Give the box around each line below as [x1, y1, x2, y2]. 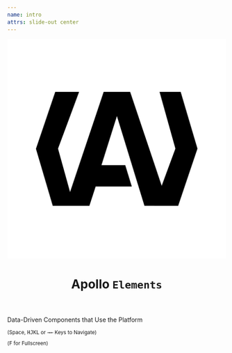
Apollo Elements [71, 276, 163, 292]
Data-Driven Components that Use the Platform [7, 315, 143, 324]
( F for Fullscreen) [7, 340, 49, 347]
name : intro [7, 11, 42, 18]
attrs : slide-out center [7, 18, 79, 26]
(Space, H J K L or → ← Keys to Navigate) [7, 329, 97, 336]
